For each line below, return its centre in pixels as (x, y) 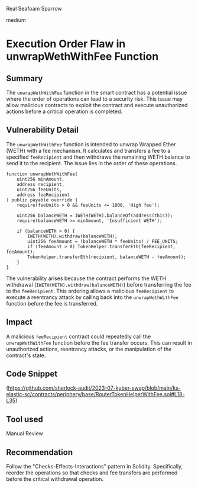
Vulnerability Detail (42, 130)
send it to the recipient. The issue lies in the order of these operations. (92, 163)
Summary (25, 78)
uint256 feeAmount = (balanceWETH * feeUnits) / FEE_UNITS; (103, 241)
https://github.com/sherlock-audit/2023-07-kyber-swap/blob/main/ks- (95, 388)
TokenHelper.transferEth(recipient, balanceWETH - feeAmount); (107, 257)
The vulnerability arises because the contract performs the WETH (86, 278)
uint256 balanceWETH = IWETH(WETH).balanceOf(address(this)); (95, 216)
